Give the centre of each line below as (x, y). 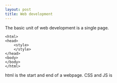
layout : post (18, 9)
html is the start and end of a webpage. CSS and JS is (59, 75)
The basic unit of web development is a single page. (57, 28)
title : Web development (29, 14)
